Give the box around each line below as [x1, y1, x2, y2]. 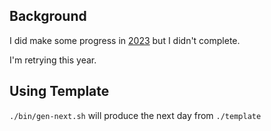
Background [9, 8, 87, 25]
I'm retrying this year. [9, 54, 97, 66]
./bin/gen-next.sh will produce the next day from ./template [9, 109, 262, 121]
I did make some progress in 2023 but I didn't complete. [9, 34, 241, 46]
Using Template [9, 83, 110, 100]
